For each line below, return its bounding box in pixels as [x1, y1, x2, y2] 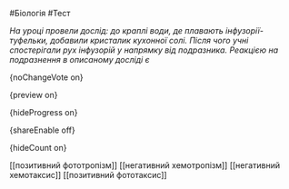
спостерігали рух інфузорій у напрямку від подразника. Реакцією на [9, 45, 279, 55]
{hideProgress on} [9, 107, 78, 117]
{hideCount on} [9, 143, 67, 153]
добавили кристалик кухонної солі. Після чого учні [49, 35, 249, 45]
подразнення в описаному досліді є [9, 55, 150, 65]
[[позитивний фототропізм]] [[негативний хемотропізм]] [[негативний [9, 160, 280, 171]
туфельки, [9, 35, 48, 45]
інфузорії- [225, 25, 264, 35]
